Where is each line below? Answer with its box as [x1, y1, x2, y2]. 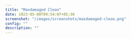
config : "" [5, 21, 28, 26]
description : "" [5, 26, 39, 31]
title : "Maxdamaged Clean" [5, 7, 61, 12]
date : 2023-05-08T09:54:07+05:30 [5, 12, 75, 17]
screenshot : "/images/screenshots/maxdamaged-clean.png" [5, 16, 126, 21]
